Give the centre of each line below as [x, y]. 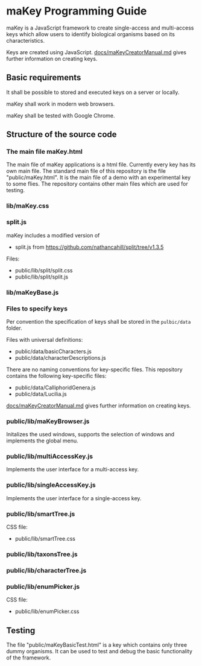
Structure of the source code [62, 135]
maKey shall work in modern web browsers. [61, 104]
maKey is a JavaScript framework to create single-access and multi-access [100, 28]
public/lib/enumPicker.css [47, 611]
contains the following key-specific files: [56, 375]
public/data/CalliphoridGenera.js [55, 388]
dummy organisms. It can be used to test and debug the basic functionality [99, 652]
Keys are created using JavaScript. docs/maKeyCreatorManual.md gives [96, 52]
